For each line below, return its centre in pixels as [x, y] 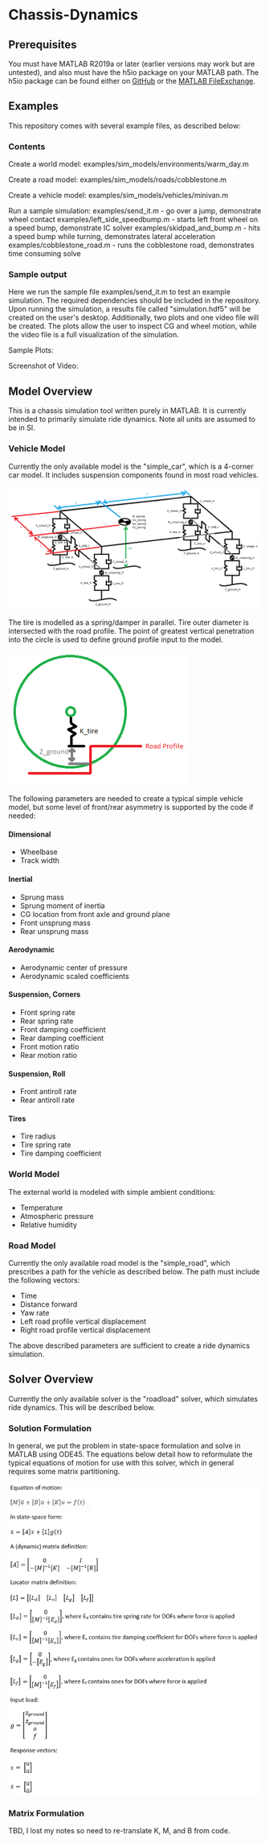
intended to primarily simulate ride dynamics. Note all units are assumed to [132, 419]
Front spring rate [48, 1012]
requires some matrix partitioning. [64, 1472]
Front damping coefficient [63, 1029]
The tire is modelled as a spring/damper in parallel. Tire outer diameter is [128, 622]
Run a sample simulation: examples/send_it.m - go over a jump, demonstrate [135, 211]
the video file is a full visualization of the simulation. [94, 335]
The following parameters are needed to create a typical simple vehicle [126, 799]
